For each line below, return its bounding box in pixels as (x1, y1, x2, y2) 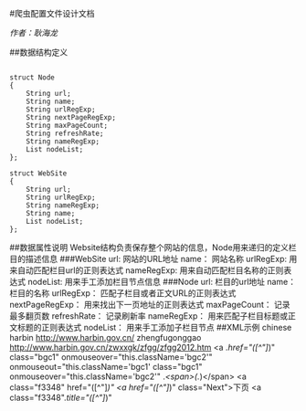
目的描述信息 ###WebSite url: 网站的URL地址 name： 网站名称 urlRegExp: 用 (9, 254, 298, 264)
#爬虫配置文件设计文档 (9, 8, 95, 18)
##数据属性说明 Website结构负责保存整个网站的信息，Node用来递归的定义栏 (9, 242, 297, 253)
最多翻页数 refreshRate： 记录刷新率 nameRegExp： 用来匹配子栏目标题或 (9, 311, 289, 321)
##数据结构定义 (9, 47, 69, 58)
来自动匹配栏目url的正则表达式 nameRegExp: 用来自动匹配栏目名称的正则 (9, 265, 284, 276)
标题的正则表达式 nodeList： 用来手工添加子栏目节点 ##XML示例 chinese (16, 322, 292, 332)
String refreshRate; (26, 129, 104, 138)
